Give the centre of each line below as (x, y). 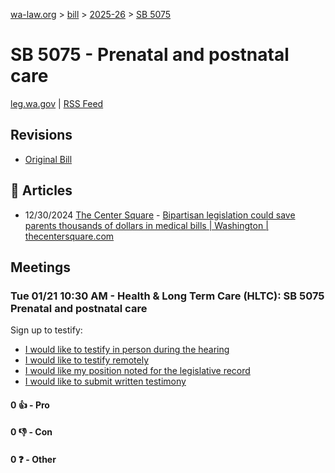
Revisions (41, 135)
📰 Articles (41, 190)
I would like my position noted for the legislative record (137, 371)
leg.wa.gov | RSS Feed (57, 103)
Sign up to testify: (46, 330)
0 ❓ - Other (33, 460)
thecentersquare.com (69, 236)
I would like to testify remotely (87, 360)
